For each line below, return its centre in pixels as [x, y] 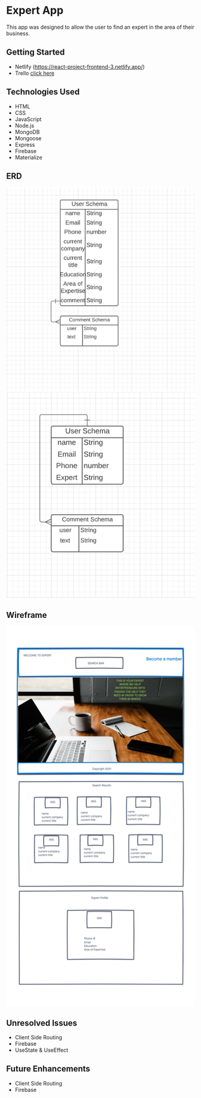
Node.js [25, 125]
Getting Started [36, 52]
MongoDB [27, 132]
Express [25, 144]
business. [18, 33]
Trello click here [35, 73]
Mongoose [28, 138]
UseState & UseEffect [42, 1050]
